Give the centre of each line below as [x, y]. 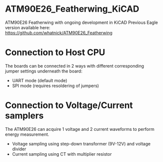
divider [19, 149]
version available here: [28, 27]
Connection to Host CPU [55, 53]
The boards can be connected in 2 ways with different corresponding [75, 66]
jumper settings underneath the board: [44, 71]
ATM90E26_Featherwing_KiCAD [72, 9]
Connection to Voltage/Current [69, 105]
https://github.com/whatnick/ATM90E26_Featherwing [59, 33]
